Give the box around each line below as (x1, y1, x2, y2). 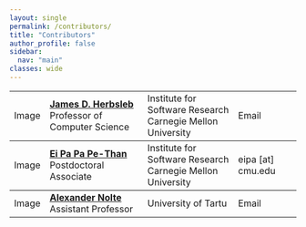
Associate (49, 170, 93, 182)
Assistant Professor (49, 202, 134, 215)
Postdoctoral (49, 159, 105, 171)
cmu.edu (238, 164, 276, 177)
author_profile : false (9, 38, 96, 48)
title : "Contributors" (9, 30, 96, 39)
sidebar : (9, 47, 43, 57)
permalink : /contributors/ (9, 22, 112, 31)
